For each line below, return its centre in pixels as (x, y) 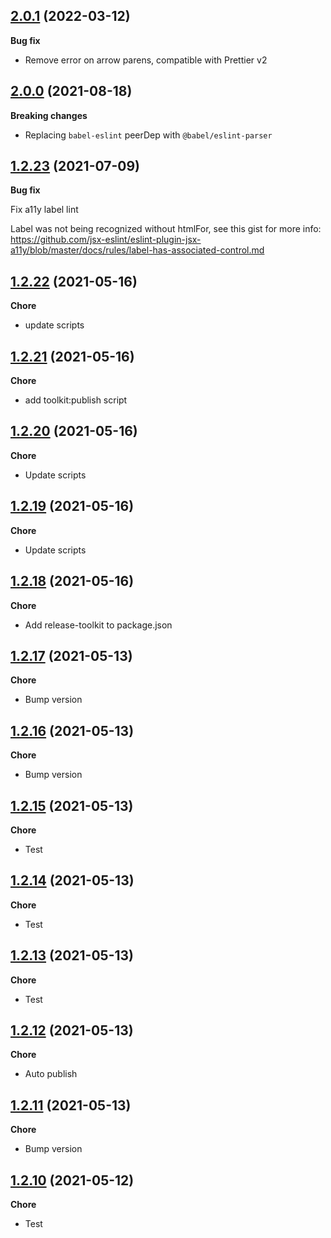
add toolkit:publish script (76, 400)
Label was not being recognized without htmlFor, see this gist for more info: (166, 229)
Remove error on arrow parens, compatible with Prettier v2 (146, 60)
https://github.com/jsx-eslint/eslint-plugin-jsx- (106, 240)
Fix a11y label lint (44, 210)
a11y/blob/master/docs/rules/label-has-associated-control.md (137, 250)
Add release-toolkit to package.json (98, 625)
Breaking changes (49, 115)
